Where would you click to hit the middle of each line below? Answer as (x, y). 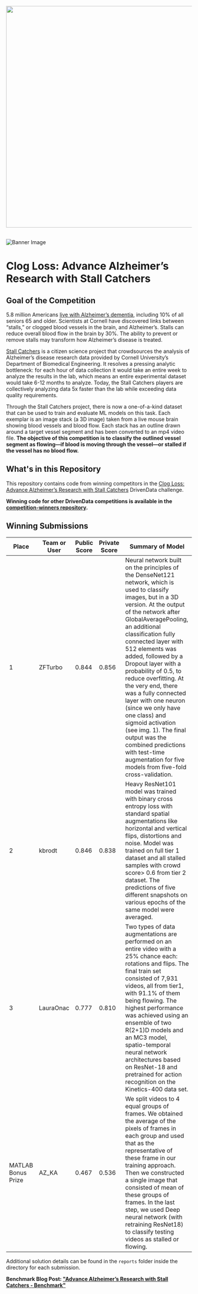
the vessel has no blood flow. (42, 450)
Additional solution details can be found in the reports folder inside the (92, 1261)
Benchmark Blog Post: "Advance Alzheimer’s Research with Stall (87, 1279)
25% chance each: (151, 956)
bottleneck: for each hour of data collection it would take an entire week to (97, 370)
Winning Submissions (47, 526)
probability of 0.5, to (153, 671)
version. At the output (155, 604)
